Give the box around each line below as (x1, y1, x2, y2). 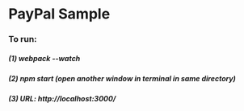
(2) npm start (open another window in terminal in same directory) (8, 74, 237, 84)
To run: (8, 34, 38, 45)
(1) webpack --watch (8, 53, 81, 63)
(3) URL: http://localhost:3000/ (8, 94, 116, 104)
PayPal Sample (8, 5, 111, 23)
